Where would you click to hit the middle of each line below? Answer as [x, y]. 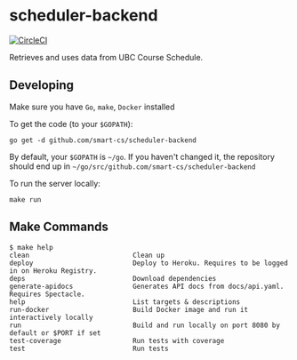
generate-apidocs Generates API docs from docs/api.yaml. [147, 286]
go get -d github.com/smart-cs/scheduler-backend [103, 140]
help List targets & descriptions [125, 302]
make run [25, 200]
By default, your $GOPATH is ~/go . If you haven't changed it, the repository [142, 156]
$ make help [31, 247]
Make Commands [59, 227]
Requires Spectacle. [48, 294]
